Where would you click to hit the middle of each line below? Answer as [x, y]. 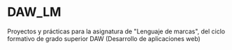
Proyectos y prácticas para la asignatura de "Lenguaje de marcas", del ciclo [116, 31]
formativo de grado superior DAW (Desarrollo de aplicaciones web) [104, 38]
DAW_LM [34, 12]
